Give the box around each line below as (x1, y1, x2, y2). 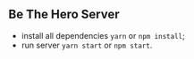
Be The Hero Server (8, 7, 120, 22)
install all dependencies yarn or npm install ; (21, 30, 185, 41)
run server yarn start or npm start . (21, 40, 153, 50)
